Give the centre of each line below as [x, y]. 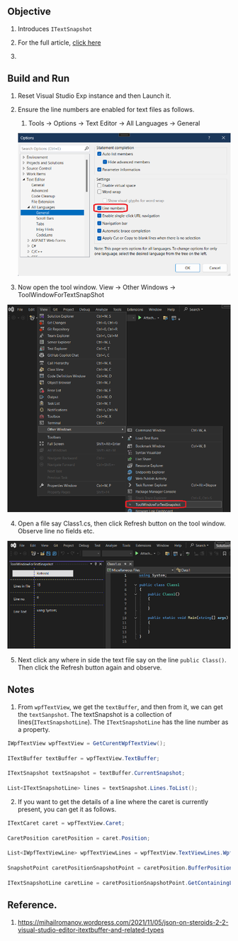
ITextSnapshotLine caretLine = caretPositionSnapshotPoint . [98, 883]
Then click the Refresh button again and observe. [90, 668]
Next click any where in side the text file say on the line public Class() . [122, 660]
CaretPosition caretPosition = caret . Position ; [79, 838]
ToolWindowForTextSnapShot [61, 295]
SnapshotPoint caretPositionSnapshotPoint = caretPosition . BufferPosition [120, 868]
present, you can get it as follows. [67, 809]
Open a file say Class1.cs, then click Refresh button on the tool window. [121, 523]
